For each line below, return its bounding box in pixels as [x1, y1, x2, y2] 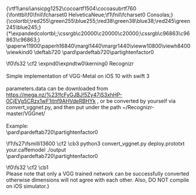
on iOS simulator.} [6, 183, 50, 190]
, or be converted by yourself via [96, 97, 176, 105]
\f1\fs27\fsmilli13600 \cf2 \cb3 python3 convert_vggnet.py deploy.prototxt [6, 140, 185, 147]
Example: [6, 123, 29, 129]
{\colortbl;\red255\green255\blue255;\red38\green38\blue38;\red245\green [6, 18, 191, 24]
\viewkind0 [6, 49, 33, 55]
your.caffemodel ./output [6, 146, 66, 153]
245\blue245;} [6, 23, 41, 31]
